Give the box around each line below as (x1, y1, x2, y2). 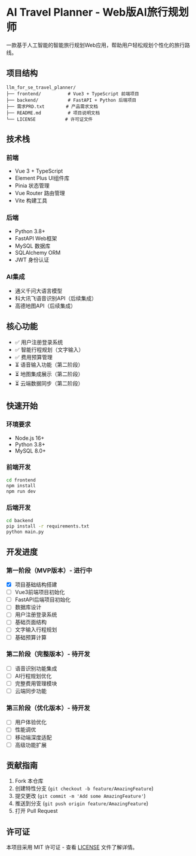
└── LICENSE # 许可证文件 (6, 116, 93, 122)
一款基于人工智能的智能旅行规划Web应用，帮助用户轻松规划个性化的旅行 (6, 41, 185, 49)
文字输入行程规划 (14, 626, 57, 633)
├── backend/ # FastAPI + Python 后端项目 (6, 97, 137, 103)
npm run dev (6, 488, 36, 495)
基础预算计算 (14, 634, 47, 641)
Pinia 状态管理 (14, 182, 50, 189)
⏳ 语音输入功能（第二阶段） (14, 361, 84, 368)
